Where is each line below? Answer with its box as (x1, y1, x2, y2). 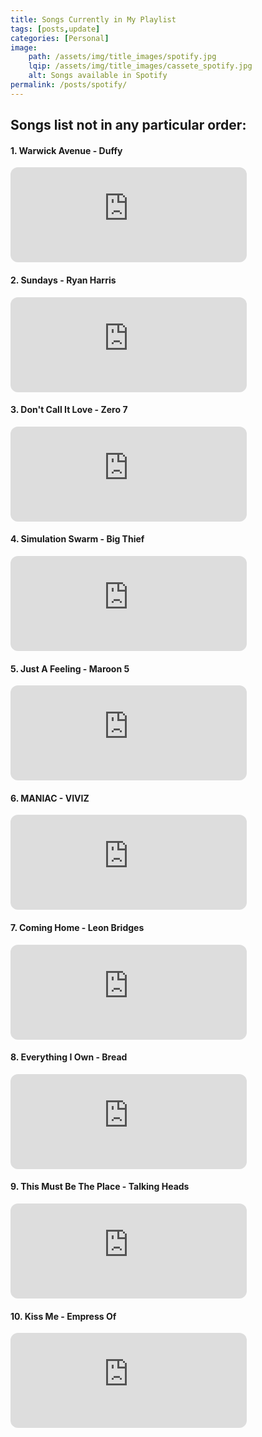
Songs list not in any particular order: (10, 117, 247, 134)
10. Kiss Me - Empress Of (10, 1310, 117, 1322)
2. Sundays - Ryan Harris (10, 274, 117, 286)
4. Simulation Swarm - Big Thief (10, 533, 145, 545)
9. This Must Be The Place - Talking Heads (10, 1181, 190, 1193)
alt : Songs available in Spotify (28, 71, 168, 81)
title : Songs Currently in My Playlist (10, 14, 177, 25)
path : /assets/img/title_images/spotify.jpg (28, 52, 217, 62)
